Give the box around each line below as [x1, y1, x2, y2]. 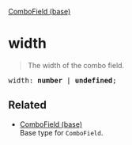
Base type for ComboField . [19, 128, 104, 137]
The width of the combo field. [27, 60, 125, 70]
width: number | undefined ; [8, 75, 117, 85]
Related [8, 98, 47, 112]
